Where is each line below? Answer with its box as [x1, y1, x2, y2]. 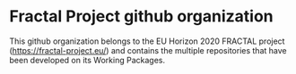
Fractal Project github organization [9, 6, 274, 27]
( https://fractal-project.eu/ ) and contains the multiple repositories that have [9, 45, 287, 55]
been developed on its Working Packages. [9, 54, 166, 65]
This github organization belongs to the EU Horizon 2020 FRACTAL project [9, 36, 285, 46]
